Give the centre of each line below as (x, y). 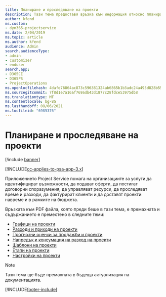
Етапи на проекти (31, 250)
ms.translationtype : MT (30, 97)
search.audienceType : (27, 51)
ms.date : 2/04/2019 (25, 33)
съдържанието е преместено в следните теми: (55, 214)
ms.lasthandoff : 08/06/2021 (34, 106)
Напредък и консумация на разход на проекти (62, 240)
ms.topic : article (24, 38)
